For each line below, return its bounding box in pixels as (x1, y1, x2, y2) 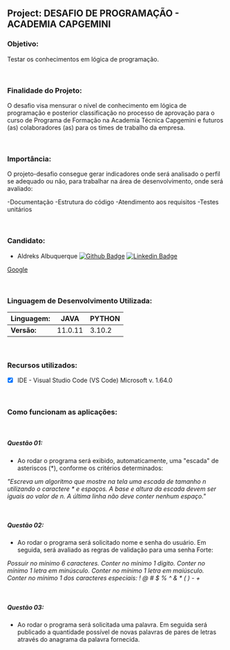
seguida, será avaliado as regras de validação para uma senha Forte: (17, 545, 213, 554)
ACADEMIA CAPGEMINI (7, 19, 111, 30)
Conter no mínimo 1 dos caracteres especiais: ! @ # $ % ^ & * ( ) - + (7, 574, 200, 582)
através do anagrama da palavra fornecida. (17, 635, 140, 644)
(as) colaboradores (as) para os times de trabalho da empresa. (7, 123, 185, 132)
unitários (7, 206, 32, 214)
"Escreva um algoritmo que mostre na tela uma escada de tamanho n (7, 477, 207, 485)
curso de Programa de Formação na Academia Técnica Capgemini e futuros (7, 116, 224, 124)
